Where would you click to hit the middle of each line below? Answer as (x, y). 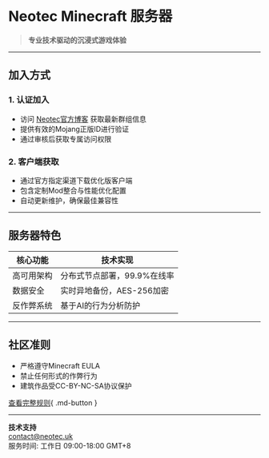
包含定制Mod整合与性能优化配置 (73, 190)
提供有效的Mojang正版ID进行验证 (74, 129)
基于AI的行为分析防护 (100, 305)
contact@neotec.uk (41, 436)
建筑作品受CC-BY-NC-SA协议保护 (76, 385)
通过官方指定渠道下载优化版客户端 (76, 180)
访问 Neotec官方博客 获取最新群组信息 (83, 119)
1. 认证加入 (29, 100)
